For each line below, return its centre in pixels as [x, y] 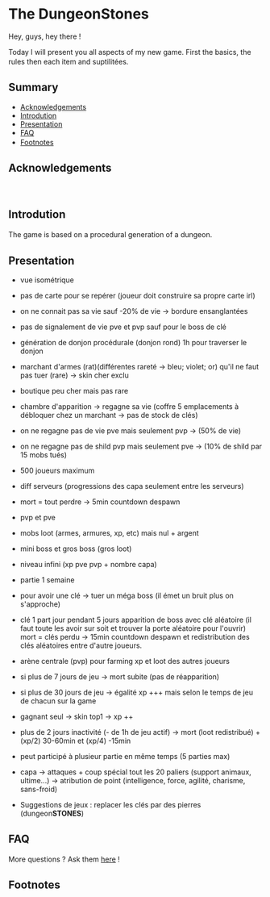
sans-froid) [39, 789]
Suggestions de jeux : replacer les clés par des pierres [110, 805]
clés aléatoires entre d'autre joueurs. [81, 645]
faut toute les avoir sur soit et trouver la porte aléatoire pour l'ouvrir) [133, 628]
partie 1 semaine [47, 580]
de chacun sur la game [58, 701]
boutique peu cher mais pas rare [74, 391]
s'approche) [40, 604]
